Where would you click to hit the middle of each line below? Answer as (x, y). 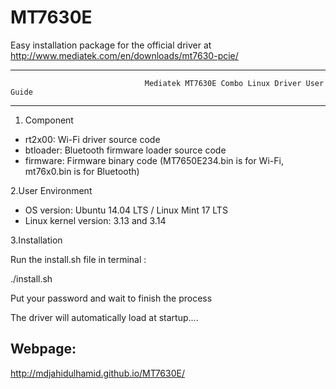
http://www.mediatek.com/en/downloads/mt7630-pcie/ (124, 55)
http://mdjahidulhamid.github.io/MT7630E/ (97, 373)
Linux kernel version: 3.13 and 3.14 (95, 220)
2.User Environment (51, 190)
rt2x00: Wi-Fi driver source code (92, 139)
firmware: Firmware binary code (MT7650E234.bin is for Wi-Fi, (154, 160)
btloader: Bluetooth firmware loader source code (125, 150)
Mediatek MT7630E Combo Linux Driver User (234, 83)
